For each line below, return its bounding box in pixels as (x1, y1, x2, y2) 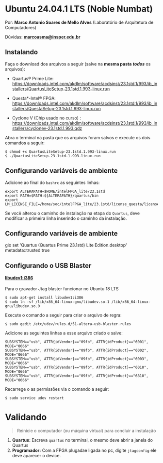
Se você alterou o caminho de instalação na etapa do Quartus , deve (5, 210, 140, 216)
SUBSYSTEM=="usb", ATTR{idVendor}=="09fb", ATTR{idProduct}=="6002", (5, 348, 149, 353)
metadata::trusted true (5, 248, 50, 253)
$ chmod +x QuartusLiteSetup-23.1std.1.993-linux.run (5, 149, 116, 154)
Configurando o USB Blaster (5, 261, 92, 270)
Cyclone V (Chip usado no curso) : (12, 115, 81, 121)
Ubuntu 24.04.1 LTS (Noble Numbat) (5, 3, 153, 15)
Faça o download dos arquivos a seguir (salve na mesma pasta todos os (5, 61, 151, 66)
